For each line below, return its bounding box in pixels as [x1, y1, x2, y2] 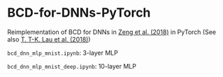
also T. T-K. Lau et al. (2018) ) [7, 35, 91, 43]
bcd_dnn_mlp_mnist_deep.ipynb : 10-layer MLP [7, 62, 136, 70]
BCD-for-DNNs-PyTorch [7, 5, 151, 21]
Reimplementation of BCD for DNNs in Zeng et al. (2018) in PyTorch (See [7, 28, 217, 36]
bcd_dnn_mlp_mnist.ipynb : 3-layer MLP [7, 49, 119, 57]
